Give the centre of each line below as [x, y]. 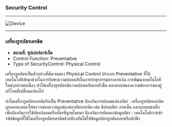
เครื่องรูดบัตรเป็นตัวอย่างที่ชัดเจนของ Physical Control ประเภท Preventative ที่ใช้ [78, 73]
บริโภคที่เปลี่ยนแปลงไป [25, 91]
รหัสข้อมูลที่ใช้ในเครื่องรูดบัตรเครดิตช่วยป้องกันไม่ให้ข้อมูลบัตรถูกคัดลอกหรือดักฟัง [72, 118]
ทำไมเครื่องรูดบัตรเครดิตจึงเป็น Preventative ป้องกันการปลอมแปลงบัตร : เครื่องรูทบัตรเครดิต [84, 101]
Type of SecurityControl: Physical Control [57, 64]
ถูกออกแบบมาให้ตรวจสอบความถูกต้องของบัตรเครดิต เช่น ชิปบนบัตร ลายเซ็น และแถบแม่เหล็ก [83, 107]
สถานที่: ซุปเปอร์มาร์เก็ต [33, 53]
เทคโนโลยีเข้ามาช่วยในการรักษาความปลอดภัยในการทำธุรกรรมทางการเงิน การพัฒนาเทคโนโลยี [83, 79]
